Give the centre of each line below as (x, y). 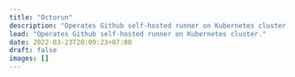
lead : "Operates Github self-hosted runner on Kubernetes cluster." (138, 34)
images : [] (29, 58)
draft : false (33, 50)
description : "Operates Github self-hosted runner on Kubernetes (132, 26)
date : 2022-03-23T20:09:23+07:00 (71, 42)
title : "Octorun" (41, 17)
